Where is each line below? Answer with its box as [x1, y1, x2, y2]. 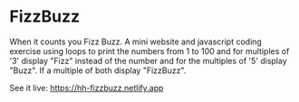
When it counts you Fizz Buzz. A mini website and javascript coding [9, 36, 263, 47]
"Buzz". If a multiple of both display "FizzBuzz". [9, 65, 187, 76]
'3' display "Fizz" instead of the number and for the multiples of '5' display [9, 55, 287, 66]
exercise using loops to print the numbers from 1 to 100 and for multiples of [9, 45, 290, 56]
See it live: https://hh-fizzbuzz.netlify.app [9, 82, 164, 93]
